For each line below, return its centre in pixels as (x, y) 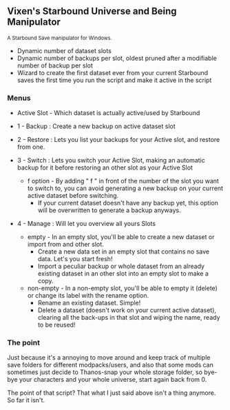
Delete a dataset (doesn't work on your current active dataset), (127, 310)
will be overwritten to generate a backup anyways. (109, 210)
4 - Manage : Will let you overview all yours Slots (86, 224)
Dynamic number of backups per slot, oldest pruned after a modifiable (117, 58)
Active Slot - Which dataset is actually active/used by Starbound (108, 113)
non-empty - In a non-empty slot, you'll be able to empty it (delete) (123, 288)
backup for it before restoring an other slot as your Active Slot (105, 167)
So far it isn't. (26, 400)
